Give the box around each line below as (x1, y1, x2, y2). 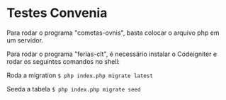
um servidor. (6, 35, 44, 44)
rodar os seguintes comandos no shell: (6, 57, 120, 65)
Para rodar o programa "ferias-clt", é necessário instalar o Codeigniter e (6, 50, 217, 58)
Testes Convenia (6, 5, 108, 21)
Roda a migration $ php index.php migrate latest (6, 71, 154, 79)
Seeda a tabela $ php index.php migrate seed (6, 84, 141, 93)
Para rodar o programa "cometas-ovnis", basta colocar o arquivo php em (6, 28, 220, 37)
